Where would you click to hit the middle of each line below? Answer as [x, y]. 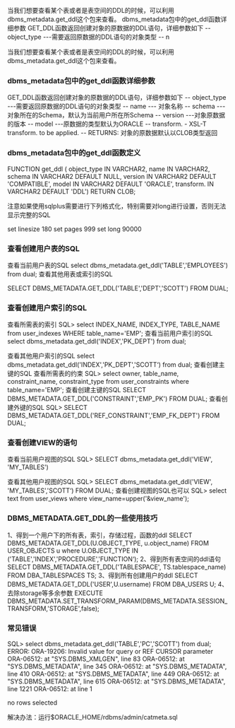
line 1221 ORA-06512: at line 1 [50, 689]
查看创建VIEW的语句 [42, 442]
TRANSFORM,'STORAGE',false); [54, 608]
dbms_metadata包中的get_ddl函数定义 [74, 153]
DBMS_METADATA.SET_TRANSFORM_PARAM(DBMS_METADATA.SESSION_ [117, 601]
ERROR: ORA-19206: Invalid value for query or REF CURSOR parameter [110, 652]
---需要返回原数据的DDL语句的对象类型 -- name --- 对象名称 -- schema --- [116, 106]
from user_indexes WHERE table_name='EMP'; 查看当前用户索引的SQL [110, 334]
